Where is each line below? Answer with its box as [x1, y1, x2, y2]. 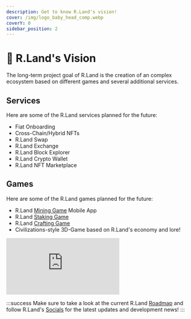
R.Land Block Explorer [14, 149, 70, 156]
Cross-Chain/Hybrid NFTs [14, 130, 80, 136]
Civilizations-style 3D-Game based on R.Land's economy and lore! [14, 226, 181, 233]
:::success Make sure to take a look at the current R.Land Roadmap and [6, 299, 184, 306]
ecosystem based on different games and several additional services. [6, 78, 179, 85]
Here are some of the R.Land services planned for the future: [6, 112, 158, 118]
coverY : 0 [6, 20, 31, 26]
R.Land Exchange [14, 142, 59, 150]
